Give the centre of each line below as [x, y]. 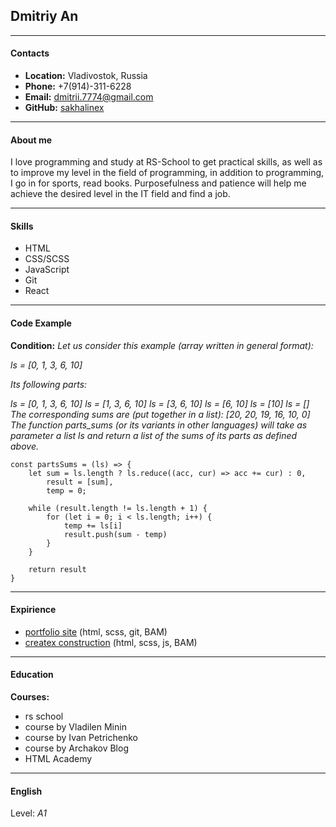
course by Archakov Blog [76, 748]
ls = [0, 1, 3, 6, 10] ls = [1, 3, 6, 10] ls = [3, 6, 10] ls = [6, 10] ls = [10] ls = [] [160, 403]
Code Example [41, 323]
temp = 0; [66, 490]
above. [24, 446]
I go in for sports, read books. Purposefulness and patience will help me [158, 183]
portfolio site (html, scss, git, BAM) [96, 631]
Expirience [33, 610]
